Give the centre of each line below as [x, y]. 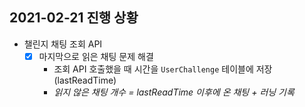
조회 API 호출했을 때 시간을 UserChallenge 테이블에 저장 [163, 69]
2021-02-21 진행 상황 [74, 18]
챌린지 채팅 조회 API [63, 44]
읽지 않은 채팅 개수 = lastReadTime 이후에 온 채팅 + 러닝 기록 [174, 92]
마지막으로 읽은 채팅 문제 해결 [96, 56]
